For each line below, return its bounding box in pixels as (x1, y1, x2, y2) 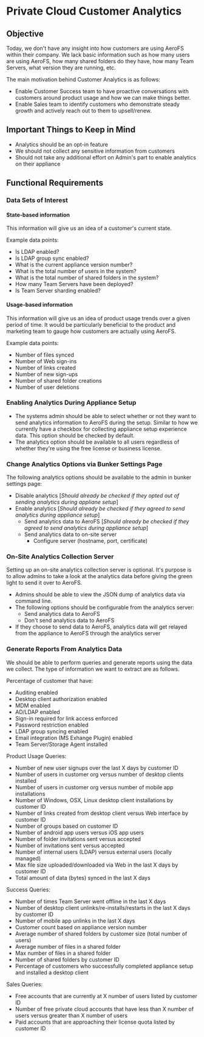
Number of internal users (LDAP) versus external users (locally (15, 848, 172, 856)
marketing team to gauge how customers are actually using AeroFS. (6, 327, 176, 335)
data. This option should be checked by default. (15, 431, 135, 439)
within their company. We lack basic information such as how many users (6, 51, 190, 58)
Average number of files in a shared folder (15, 943, 121, 950)
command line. (15, 598, 53, 605)
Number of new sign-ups (15, 370, 78, 378)
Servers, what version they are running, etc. (6, 64, 117, 71)
